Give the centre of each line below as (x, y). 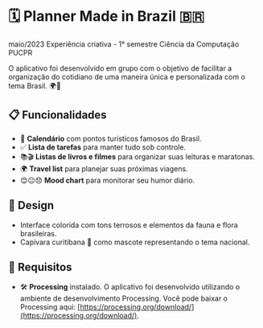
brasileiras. (38, 233)
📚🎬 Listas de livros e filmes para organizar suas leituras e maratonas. (138, 156)
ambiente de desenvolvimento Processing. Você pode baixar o (123, 298)
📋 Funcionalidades (58, 115)
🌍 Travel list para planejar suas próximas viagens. (104, 168)
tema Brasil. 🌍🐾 (35, 85)
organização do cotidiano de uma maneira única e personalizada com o (127, 76)
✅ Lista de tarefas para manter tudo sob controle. (103, 147)
